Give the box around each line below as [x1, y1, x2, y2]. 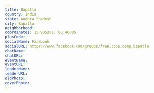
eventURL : [5, 62, 26, 67]
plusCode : [5, 35, 26, 40]
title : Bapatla [5, 7, 37, 12]
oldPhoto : [5, 76, 26, 81]
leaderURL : [5, 71, 28, 76]
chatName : [5, 48, 26, 53]
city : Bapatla [5, 21, 35, 26]
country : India [5, 12, 37, 17]
